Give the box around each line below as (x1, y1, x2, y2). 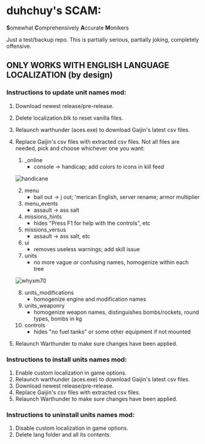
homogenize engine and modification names (33, 295, 146, 303)
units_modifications (24, 289, 74, 296)
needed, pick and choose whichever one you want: (15, 144, 145, 152)
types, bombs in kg (33, 314, 82, 322)
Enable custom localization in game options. (15, 369, 127, 376)
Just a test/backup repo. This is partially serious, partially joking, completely (6, 36, 199, 43)
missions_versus (24, 225, 66, 233)
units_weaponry (24, 302, 65, 309)
